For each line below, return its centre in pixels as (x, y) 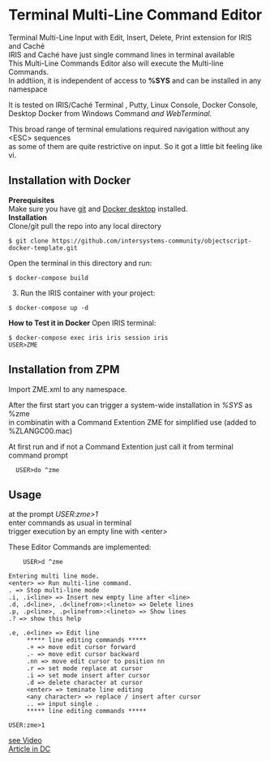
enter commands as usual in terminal (70, 523)
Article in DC (30, 749)
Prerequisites (32, 200)
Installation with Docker (70, 181)
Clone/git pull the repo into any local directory (85, 226)
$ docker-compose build (49, 277)
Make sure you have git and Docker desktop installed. (98, 209)
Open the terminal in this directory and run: (80, 263)
